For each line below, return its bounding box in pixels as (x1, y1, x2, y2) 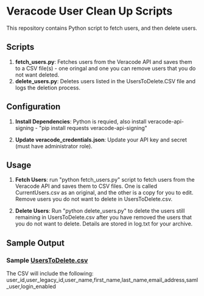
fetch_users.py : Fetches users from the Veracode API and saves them (15, 58, 193, 65)
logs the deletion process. (15, 84, 81, 91)
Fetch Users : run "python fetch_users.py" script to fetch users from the (15, 176, 195, 184)
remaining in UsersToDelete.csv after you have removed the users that (15, 214, 192, 221)
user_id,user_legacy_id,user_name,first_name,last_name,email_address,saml (6, 277, 199, 284)
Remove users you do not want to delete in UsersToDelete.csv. (15, 196, 172, 203)
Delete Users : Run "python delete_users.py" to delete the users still (15, 207, 185, 215)
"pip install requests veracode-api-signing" (38, 124, 147, 131)
